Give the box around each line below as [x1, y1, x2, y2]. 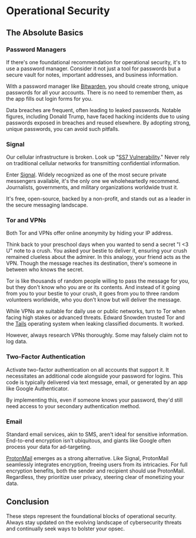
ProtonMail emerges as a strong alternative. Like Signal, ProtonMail [6, 455, 169, 462]
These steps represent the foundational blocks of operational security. [6, 512, 177, 520]
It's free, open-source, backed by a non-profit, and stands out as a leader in [6, 195, 191, 202]
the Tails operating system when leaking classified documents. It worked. [6, 320, 184, 327]
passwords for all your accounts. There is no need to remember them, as [6, 88, 183, 96]
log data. [6, 338, 28, 345]
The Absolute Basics [6, 28, 84, 38]
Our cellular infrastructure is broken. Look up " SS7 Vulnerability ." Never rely [6, 153, 190, 160]
